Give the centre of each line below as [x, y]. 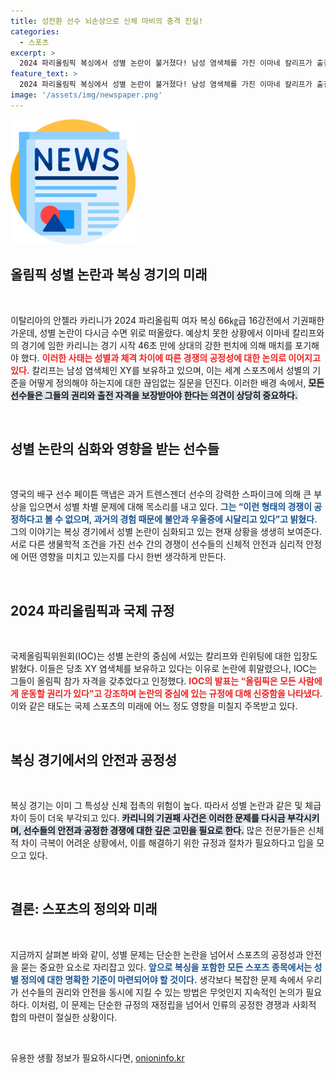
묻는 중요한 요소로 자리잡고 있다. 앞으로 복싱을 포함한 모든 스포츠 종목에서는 [166, 967]
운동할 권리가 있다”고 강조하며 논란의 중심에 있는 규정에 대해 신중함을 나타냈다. [171, 694]
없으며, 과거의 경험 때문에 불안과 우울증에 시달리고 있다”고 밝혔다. [191, 519]
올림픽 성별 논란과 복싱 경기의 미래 [109, 275]
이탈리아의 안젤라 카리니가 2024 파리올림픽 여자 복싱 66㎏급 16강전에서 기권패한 [167, 320]
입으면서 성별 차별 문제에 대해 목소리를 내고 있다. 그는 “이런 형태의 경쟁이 [170, 507]
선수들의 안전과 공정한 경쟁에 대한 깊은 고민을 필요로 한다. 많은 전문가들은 [164, 830]
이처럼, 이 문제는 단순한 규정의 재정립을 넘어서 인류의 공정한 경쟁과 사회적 [174, 1004]
